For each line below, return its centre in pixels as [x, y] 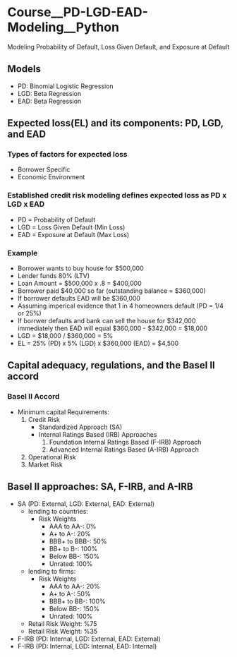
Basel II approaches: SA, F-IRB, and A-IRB [100, 487]
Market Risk [45, 464]
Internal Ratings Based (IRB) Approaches [98, 434]
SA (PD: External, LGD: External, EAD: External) [86, 504]
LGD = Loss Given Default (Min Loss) [71, 227]
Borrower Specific [44, 169]
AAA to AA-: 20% [74, 586]
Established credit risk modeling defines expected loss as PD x [117, 195]
